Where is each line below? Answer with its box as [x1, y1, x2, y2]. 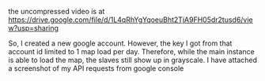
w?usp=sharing [8, 24, 59, 32]
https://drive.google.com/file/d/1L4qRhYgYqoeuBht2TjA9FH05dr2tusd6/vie [8, 15, 253, 24]
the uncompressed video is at [8, 7, 105, 16]
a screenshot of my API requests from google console [8, 64, 184, 73]
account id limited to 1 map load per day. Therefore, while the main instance [8, 47, 255, 56]
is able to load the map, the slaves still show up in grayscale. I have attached [8, 55, 258, 64]
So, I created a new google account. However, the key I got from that [8, 39, 233, 48]
